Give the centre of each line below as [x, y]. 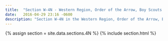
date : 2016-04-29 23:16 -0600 [39, 14]
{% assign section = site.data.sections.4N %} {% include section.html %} [81, 33]
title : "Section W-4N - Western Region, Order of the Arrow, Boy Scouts [84, 10]
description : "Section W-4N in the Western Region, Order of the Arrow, [82, 19]
